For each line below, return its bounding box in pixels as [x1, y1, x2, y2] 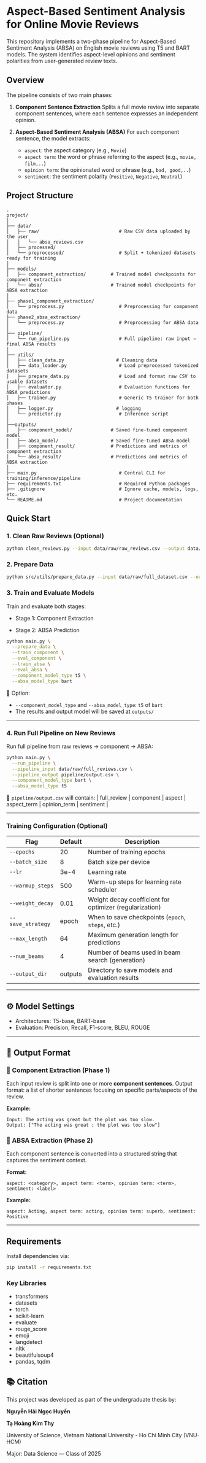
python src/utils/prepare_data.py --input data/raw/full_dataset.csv [6, 574, 188, 581]
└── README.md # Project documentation [6, 496, 183, 503]
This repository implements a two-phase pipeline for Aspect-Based [6, 37, 177, 45]
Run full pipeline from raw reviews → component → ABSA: [6, 743, 153, 750]
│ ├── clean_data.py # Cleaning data [6, 357, 158, 363]
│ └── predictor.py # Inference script [6, 411, 169, 417]
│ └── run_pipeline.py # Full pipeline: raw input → [6, 336, 196, 342]
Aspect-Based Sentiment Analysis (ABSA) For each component [15, 128, 180, 136]
